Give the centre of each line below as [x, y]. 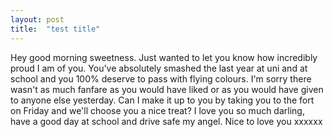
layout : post [37, 19]
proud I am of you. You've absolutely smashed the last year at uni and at [159, 68]
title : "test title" [55, 29]
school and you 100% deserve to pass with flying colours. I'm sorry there [161, 78]
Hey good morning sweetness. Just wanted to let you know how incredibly [164, 57]
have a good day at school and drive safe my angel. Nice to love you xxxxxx [166, 121]
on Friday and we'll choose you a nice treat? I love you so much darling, [157, 110]
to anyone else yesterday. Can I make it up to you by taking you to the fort [162, 100]
